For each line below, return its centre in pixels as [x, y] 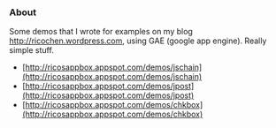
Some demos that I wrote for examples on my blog [101, 32]
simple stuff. [32, 50]
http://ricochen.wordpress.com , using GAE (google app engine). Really [138, 41]
